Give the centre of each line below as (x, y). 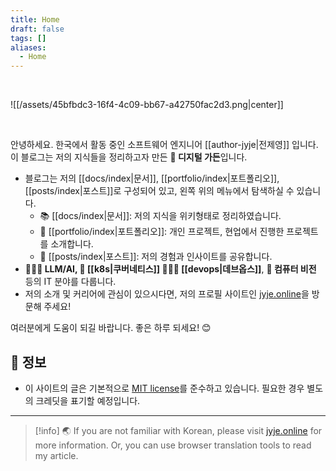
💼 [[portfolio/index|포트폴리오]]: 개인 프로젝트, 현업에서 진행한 (162, 232)
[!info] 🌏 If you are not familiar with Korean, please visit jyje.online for (178, 430)
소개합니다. (72, 244)
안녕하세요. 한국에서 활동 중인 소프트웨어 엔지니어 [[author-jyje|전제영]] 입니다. (164, 145)
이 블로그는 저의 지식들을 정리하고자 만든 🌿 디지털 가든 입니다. (129, 157)
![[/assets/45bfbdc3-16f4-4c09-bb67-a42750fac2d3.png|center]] (147, 105)
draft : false (37, 29)
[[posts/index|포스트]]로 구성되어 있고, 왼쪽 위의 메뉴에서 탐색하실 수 (159, 191)
